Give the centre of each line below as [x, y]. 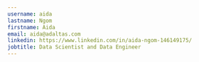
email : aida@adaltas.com [44, 34]
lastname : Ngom [30, 21]
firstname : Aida [31, 27]
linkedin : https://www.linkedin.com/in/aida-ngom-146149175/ [100, 41]
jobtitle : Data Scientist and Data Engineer [74, 47]
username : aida [30, 14]
